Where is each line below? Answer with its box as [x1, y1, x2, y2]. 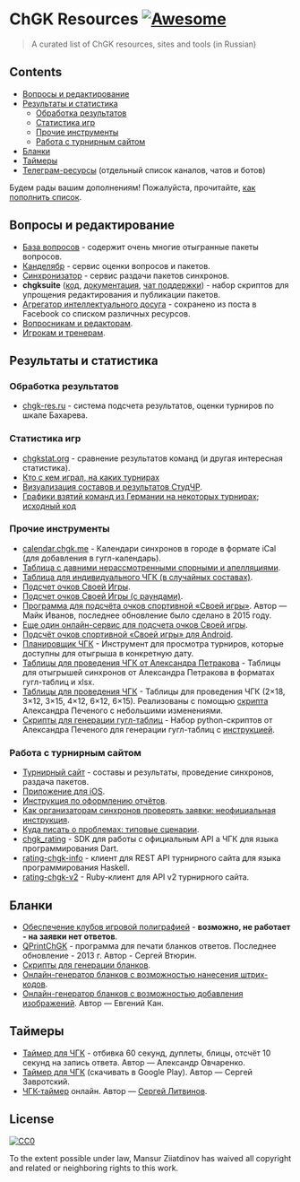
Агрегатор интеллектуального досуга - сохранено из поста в [21, 299, 257, 309]
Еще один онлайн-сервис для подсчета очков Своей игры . [21, 619, 248, 630]
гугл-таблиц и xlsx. [21, 676, 96, 687]
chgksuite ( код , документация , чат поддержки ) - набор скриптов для [21, 279, 289, 291]
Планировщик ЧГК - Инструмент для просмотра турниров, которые [21, 638, 284, 649]
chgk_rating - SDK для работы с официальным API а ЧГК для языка [21, 834, 279, 845]
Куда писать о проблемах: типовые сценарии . [21, 824, 200, 835]
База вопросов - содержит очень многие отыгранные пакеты [21, 241, 260, 252]
